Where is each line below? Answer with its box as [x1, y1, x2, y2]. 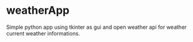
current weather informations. [6, 29, 80, 37]
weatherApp [6, 4, 70, 17]
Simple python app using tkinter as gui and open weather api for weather [6, 23, 187, 31]
